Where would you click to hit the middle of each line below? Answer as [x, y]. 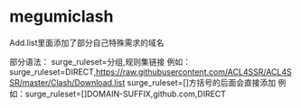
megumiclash [61, 17]
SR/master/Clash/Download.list [67, 82]
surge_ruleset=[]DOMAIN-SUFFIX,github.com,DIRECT [126, 94]
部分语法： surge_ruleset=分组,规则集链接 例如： [100, 61]
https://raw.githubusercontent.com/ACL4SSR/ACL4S [193, 72]
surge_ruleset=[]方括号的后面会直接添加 [202, 82]
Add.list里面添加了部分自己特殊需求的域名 [87, 42]
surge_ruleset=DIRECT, [53, 72]
